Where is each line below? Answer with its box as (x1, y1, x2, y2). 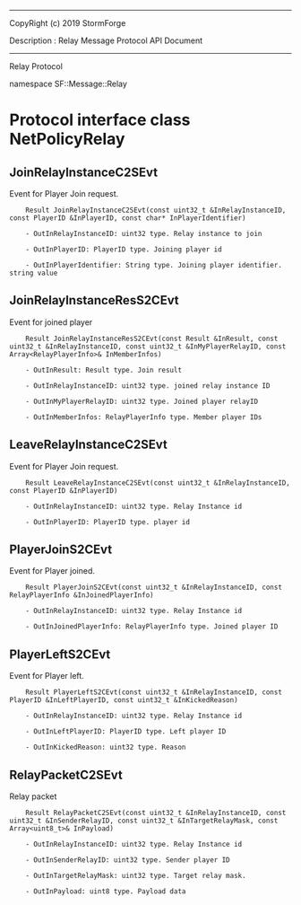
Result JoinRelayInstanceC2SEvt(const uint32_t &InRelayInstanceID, (25, 206, 287, 215)
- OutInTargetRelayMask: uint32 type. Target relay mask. (25, 872, 246, 881)
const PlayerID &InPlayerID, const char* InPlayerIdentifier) (9, 214, 246, 223)
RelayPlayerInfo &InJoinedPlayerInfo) (9, 591, 154, 600)
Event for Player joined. (9, 566, 96, 576)
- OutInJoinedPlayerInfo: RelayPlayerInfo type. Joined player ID (25, 622, 279, 631)
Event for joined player (9, 316, 93, 328)
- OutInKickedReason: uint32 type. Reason (25, 742, 186, 752)
